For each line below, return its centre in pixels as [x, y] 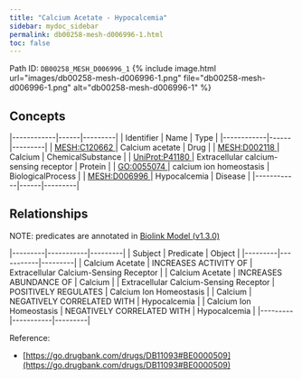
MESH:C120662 [84, 148]
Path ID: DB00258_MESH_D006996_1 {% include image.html [113, 69]
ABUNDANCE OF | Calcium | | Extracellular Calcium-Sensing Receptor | [142, 282]
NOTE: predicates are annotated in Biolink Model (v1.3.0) [114, 236]
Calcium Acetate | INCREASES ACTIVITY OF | [168, 263]
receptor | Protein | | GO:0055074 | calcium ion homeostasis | [155, 167]
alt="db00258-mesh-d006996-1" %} [143, 88]
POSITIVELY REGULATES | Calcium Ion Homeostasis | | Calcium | [131, 291]
